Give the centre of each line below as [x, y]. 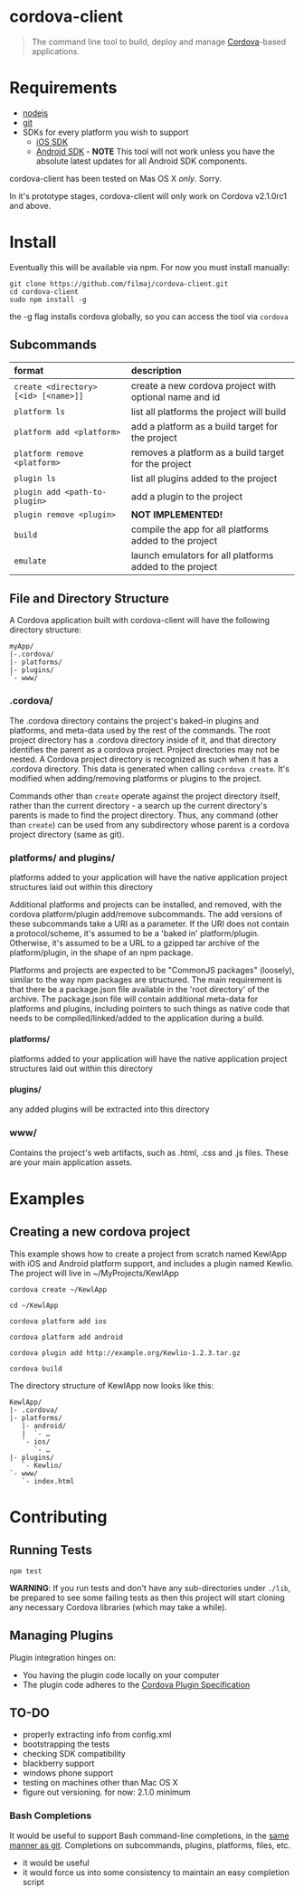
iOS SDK [52, 141]
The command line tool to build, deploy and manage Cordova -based [159, 42]
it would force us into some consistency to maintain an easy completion [156, 1872]
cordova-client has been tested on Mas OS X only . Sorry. [115, 178]
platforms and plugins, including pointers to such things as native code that [150, 1009]
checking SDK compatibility [74, 1754]
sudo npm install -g [48, 299]
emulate [30, 561]
